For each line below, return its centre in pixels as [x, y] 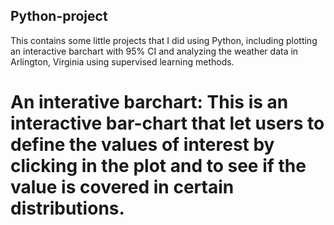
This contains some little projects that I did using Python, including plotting [164, 40]
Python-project [59, 16]
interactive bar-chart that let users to [167, 123]
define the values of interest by [142, 145]
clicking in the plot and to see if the [158, 166]
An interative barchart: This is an [149, 102]
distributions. [67, 208]
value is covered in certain [122, 187]
